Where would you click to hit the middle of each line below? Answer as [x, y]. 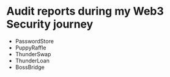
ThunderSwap [33, 54]
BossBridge [30, 67]
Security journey [50, 24]
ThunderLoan [32, 61]
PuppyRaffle [31, 48]
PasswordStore [34, 41]
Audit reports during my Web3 [85, 11]
